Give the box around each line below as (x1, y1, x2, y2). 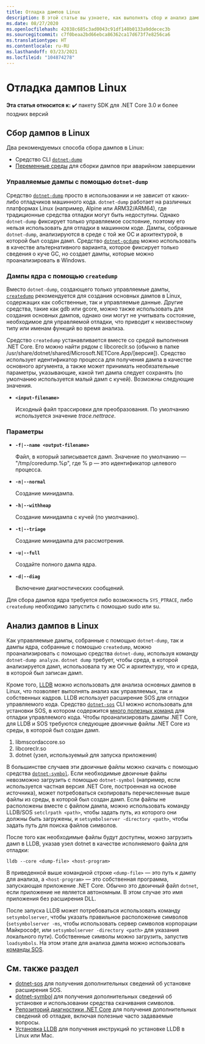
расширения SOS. (15, 986, 62, 993)
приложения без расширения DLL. (6, 895, 96, 902)
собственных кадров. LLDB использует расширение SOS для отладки (6, 694, 189, 702)
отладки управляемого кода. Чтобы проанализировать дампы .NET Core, (6, 713, 198, 721)
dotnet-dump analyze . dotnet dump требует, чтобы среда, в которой (6, 656, 178, 664)
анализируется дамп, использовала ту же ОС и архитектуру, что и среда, (6, 663, 199, 670)
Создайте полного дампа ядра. (15, 561, 97, 568)
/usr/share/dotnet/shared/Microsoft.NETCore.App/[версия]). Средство (6, 349, 186, 356)
